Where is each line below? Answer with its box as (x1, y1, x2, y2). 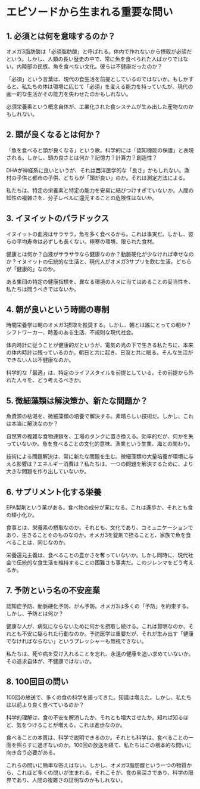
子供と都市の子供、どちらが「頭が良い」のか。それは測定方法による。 (16, 174, 189, 181)
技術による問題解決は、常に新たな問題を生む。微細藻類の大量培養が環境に (6, 453, 189, 460)
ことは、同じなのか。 (16, 539, 69, 546)
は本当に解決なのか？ (6, 420, 58, 427)
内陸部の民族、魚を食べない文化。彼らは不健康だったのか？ (16, 63, 162, 70)
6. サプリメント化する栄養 (6, 487, 102, 497)
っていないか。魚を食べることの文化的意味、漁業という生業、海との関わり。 (6, 440, 193, 448)
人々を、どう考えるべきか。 (16, 377, 85, 384)
